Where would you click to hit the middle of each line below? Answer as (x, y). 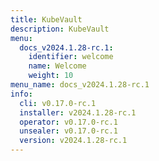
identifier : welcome (71, 57)
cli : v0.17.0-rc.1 (58, 103)
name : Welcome (57, 66)
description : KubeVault (60, 29)
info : (21, 94)
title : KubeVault (46, 19)
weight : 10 (51, 76)
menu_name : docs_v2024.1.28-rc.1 (80, 85)
